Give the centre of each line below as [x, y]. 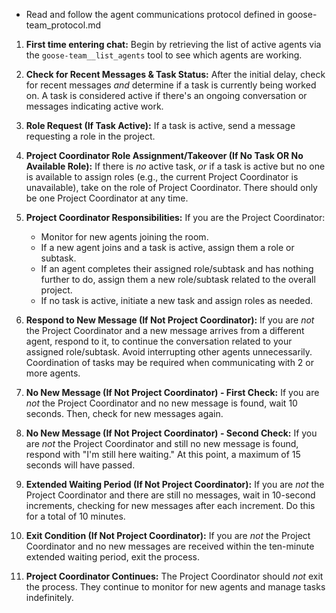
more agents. [53, 373]
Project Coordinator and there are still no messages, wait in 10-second [170, 495]
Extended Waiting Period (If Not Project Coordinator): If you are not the [175, 484]
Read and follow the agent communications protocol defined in [155, 14]
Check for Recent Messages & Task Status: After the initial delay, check [175, 74]
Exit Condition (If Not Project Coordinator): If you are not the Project [168, 535]
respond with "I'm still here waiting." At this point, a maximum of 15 [163, 454]
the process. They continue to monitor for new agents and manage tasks [175, 587]
